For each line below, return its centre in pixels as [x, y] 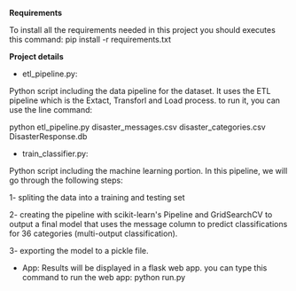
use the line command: [51, 110]
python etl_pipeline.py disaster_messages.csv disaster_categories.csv [137, 127]
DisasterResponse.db [48, 136]
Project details [36, 56]
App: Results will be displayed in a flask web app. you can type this [144, 268]
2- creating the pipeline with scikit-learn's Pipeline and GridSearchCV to [141, 215]
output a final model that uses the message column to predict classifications [148, 224]
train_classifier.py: [55, 153]
